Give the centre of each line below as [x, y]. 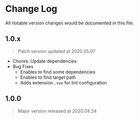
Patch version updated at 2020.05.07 [56, 51]
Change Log [31, 9]
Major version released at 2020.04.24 [57, 111]
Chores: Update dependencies [45, 61]
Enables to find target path [48, 77]
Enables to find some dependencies [58, 72]
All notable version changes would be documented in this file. [70, 23]
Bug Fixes [23, 66]
